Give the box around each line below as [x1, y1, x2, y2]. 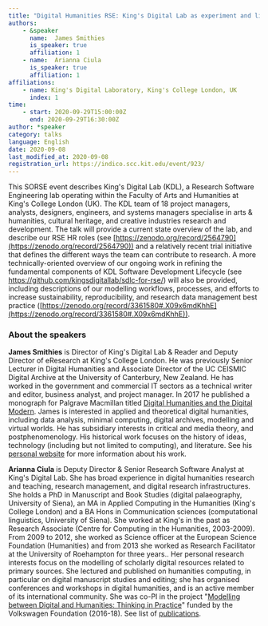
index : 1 [29, 93, 59, 101]
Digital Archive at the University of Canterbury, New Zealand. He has [8, 373, 234, 382]
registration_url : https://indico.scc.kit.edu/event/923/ [8, 160, 205, 168]
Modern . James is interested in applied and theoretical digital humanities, [8, 406, 250, 416]
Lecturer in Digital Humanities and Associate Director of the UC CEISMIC [8, 364, 247, 374]
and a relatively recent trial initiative [135, 241, 253, 252]
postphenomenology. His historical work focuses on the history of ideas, [8, 432, 247, 442]
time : [8, 101, 26, 109]
